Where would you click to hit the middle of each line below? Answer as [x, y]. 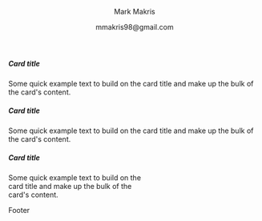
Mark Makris [135, 12]
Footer [19, 211]
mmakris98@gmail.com [135, 27]
